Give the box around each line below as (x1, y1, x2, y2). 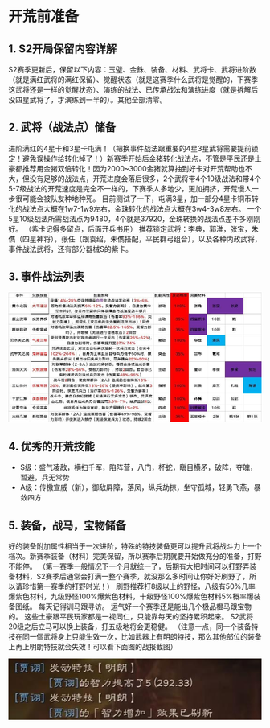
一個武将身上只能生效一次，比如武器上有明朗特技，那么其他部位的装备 (29, 632, 262, 642)
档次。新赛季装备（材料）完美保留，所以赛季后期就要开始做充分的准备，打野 (8, 552, 262, 561)
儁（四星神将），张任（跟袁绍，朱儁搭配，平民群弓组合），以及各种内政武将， (8, 234, 262, 244)
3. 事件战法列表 (8, 270, 84, 284)
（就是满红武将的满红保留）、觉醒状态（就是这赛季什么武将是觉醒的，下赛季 (8, 75, 259, 84)
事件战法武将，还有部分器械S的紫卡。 (8, 244, 133, 253)
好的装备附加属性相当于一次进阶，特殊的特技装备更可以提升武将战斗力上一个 (8, 541, 262, 551)
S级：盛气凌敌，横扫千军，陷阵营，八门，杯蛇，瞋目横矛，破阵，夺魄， (19, 463, 257, 472)
